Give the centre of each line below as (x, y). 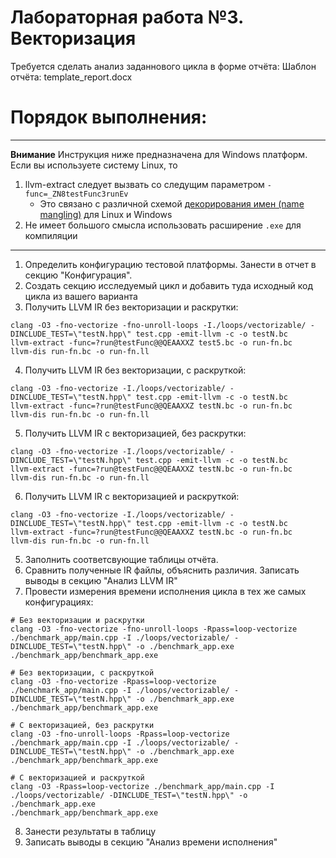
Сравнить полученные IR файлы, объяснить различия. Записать (162, 570)
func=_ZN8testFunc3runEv (76, 194)
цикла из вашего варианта (81, 296)
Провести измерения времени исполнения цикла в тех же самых (165, 591)
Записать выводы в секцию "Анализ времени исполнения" (151, 842)
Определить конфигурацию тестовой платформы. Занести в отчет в (170, 264)
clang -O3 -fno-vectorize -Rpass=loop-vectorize (113, 681)
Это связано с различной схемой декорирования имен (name (172, 203)
